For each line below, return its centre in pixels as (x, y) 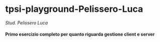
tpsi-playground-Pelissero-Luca (74, 9)
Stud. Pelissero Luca (27, 23)
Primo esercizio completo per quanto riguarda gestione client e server (80, 34)
